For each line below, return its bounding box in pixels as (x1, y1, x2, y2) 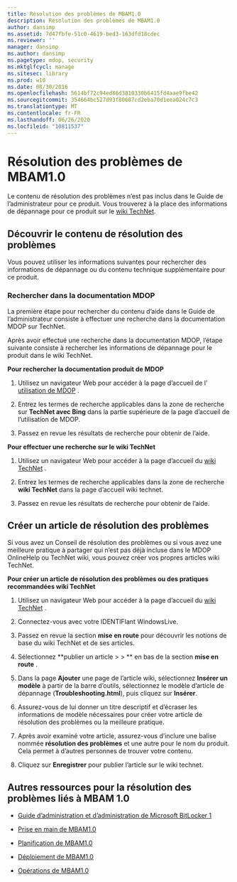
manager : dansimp (7, 43, 59, 51)
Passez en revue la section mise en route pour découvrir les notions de (17, 631, 227, 640)
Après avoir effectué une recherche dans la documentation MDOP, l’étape (7, 336, 224, 344)
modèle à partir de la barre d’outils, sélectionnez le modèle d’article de (17, 681, 225, 690)
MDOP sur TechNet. (7, 322, 66, 331)
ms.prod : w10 (7, 76, 46, 84)
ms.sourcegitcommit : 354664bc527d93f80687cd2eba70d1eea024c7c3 (7, 97, 199, 104)
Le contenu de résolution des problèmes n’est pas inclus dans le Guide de (7, 192, 224, 201)
